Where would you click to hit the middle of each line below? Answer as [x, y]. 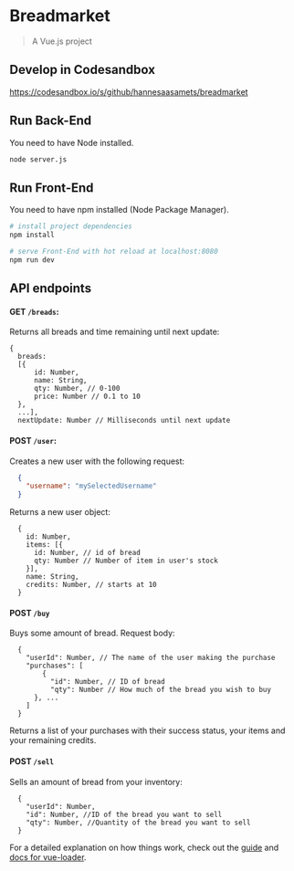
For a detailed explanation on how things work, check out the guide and [144, 847]
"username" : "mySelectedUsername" [91, 486]
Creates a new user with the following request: [97, 461]
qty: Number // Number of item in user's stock [126, 561]
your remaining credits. [53, 740]
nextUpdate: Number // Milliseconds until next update [124, 421]
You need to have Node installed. [72, 142]
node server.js [38, 159]
